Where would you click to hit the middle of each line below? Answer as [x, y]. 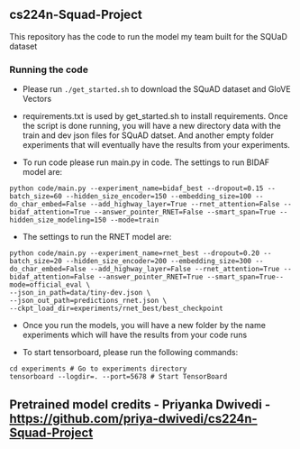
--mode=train [134, 220]
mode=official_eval [46, 285]
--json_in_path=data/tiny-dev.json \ [80, 293]
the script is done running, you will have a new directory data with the [152, 126]
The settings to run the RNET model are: [97, 237]
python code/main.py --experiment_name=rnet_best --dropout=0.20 [134, 253]
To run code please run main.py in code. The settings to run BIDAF [146, 162]
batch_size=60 [36, 197]
